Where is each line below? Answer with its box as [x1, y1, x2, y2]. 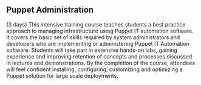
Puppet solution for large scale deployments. [6, 72, 118, 79]
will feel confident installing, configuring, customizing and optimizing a [6, 66, 183, 73]
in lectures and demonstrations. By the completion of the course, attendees [6, 59, 196, 66]
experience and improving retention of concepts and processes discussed [6, 52, 192, 60]
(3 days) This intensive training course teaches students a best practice [6, 20, 186, 28]
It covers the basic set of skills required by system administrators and [6, 33, 180, 41]
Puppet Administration [6, 5, 94, 15]
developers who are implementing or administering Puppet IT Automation [6, 40, 189, 47]
